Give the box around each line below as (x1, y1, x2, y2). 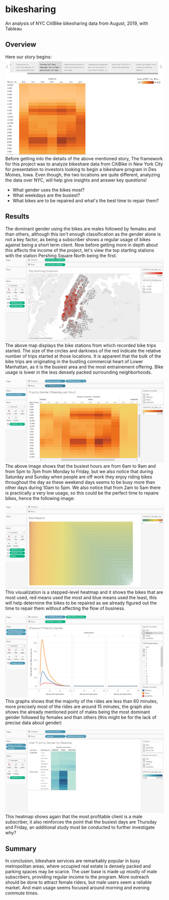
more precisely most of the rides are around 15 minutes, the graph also (5, 703, 152, 709)
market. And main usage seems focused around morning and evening (5, 884, 150, 890)
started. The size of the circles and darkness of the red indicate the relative (5, 347, 161, 353)
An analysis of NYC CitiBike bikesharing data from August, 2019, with (5, 20, 148, 26)
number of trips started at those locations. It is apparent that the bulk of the (5, 353, 161, 359)
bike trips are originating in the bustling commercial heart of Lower (5, 358, 143, 365)
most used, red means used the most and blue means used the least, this (5, 595, 157, 601)
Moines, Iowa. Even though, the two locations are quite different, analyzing (5, 171, 160, 177)
